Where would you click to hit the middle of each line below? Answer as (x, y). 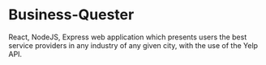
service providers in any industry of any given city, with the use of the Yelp (133, 45)
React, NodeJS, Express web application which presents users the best (128, 37)
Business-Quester (71, 15)
